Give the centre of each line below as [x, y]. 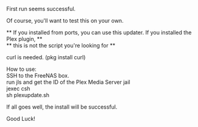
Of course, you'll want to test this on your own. [65, 20]
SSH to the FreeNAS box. [38, 75]
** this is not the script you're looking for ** [61, 45]
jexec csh [18, 89]
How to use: [21, 69]
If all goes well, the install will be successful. [62, 107]
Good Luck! [21, 119]
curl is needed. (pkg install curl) [46, 57]
